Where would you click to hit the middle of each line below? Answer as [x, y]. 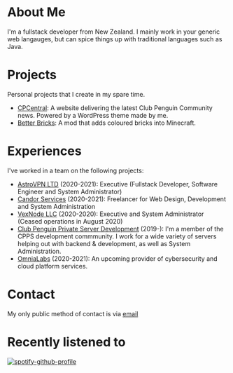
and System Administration [56, 206]
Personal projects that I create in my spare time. [76, 94]
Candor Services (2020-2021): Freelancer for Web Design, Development [121, 199]
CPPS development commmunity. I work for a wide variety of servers [117, 236]
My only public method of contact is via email [73, 313]
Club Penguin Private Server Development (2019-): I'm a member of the [120, 229]
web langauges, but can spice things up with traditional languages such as [115, 39]
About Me [36, 12]
